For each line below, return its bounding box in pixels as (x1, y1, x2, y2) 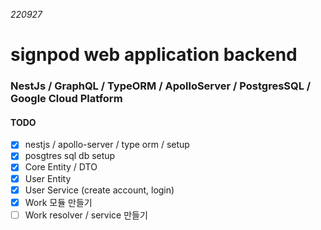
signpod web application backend (10, 44, 298, 66)
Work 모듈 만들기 (24, 196, 93, 208)
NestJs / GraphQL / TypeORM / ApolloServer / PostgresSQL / (10, 79, 312, 93)
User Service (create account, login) (24, 184, 175, 196)
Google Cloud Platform (10, 92, 123, 106)
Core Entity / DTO (24, 161, 98, 173)
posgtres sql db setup (24, 150, 116, 162)
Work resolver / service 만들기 (24, 209, 148, 221)
